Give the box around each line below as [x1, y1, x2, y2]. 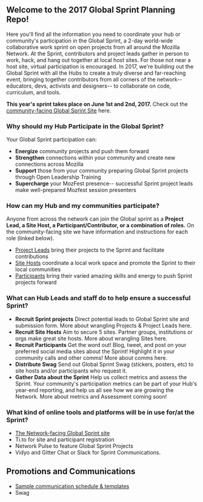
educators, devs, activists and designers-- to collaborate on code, [6, 82, 171, 89]
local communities [15, 266, 61, 273]
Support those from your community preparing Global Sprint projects [15, 167, 189, 174]
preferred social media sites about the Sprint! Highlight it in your [15, 348, 175, 355]
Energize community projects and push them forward [15, 148, 150, 155]
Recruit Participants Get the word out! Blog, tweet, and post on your [15, 341, 187, 348]
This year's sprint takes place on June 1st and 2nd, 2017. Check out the [6, 100, 188, 108]
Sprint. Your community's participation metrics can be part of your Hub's [15, 380, 198, 387]
